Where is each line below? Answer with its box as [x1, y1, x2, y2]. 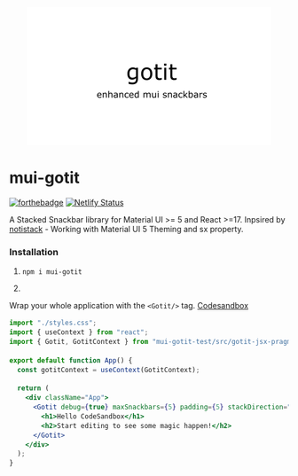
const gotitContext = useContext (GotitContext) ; [17, 365, 200, 374]
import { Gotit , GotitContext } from [9, 337, 149, 346]
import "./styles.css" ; [9, 318, 98, 328]
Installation [9, 246, 59, 258]
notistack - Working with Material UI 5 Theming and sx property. [9, 223, 244, 234]
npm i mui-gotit [21, 268, 82, 277]
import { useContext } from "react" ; [9, 328, 149, 337]
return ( [17, 384, 50, 393]
